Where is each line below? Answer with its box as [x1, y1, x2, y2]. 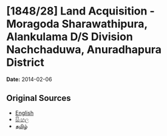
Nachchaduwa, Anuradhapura [6, 43, 162, 57]
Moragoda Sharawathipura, [6, 17, 148, 31]
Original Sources [6, 93, 71, 103]
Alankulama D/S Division [6, 30, 134, 44]
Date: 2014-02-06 [6, 76, 53, 83]
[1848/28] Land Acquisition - [6, 4, 155, 18]
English [15, 109, 34, 116]
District [6, 56, 44, 70]
